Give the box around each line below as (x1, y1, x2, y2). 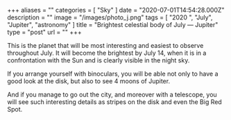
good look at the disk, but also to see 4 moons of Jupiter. (7, 77, 171, 85)
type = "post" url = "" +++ (7, 28, 82, 36)
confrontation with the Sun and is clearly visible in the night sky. (7, 56, 190, 65)
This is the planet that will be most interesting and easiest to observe (7, 42, 204, 49)
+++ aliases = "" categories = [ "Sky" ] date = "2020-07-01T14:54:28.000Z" (7, 6, 225, 14)
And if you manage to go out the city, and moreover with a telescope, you (7, 90, 217, 98)
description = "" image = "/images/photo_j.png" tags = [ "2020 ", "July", (7, 13, 213, 22)
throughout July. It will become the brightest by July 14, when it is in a (7, 49, 207, 57)
